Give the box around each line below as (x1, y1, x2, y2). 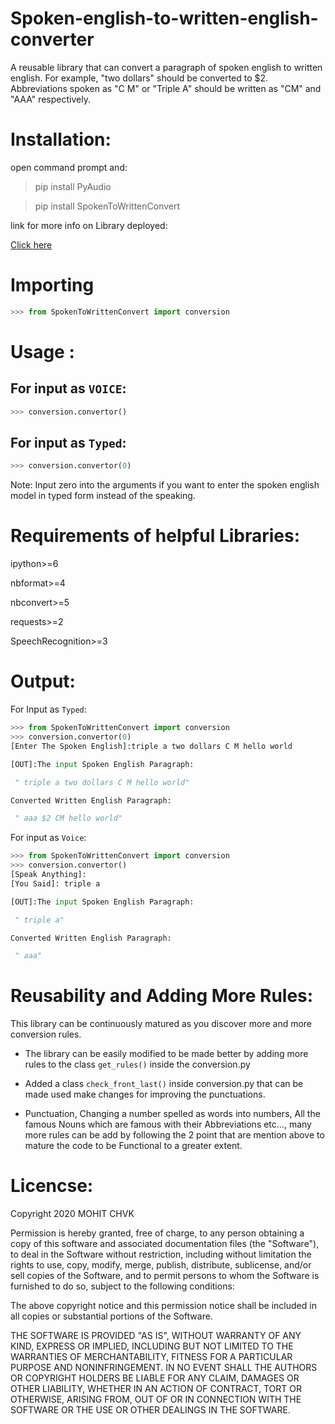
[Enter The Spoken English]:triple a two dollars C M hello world (10, 741, 293, 751)
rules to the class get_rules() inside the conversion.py (24, 1058, 251, 1071)
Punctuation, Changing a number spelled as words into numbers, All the (24, 1108, 321, 1120)
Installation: (10, 128, 112, 151)
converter (10, 28, 95, 51)
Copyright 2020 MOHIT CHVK (10, 1208, 135, 1220)
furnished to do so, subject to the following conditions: (10, 1280, 235, 1292)
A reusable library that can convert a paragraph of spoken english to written (10, 61, 323, 73)
